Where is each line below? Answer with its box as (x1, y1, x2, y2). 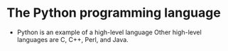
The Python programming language (6, 5, 221, 21)
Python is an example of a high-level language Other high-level (16, 28, 202, 36)
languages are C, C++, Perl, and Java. (16, 35, 129, 43)
